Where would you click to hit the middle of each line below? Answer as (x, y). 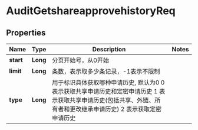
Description (109, 49)
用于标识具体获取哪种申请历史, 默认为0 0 (108, 82)
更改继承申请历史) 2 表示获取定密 (116, 109)
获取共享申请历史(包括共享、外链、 (106, 100)
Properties (26, 33)
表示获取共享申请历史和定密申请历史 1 (105, 91)
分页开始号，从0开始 (80, 60)
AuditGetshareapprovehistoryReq (91, 11)
